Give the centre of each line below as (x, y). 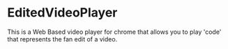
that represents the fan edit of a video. (62, 39)
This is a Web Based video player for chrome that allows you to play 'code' (114, 32)
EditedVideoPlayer (62, 13)
